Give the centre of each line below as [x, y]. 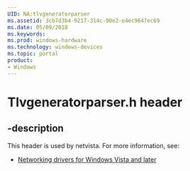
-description [35, 129]
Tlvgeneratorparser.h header [95, 102]
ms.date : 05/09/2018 [38, 27]
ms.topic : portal [33, 54]
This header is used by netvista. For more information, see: [93, 145]
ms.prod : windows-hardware [47, 41]
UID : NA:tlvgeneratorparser [49, 14]
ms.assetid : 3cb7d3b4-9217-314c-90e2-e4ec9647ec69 [84, 21]
